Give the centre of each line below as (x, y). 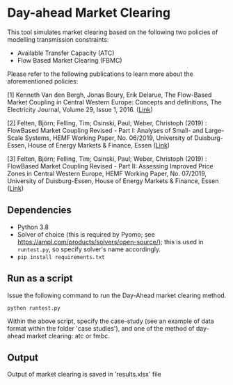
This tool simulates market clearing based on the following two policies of (113, 32)
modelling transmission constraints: (58, 39)
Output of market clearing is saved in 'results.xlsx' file (84, 375)
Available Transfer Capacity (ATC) (66, 53)
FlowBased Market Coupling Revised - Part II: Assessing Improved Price (110, 166)
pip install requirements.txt (61, 257)
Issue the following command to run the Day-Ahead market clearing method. (117, 295)
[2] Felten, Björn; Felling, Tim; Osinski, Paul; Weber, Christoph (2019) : (107, 123)
